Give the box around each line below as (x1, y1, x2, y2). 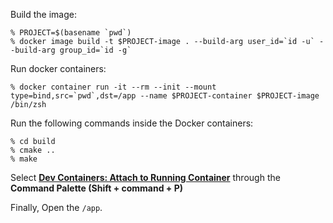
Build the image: (10, 9, 77, 20)
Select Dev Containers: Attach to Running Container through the (10, 172, 281, 183)
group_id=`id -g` (59, 45, 132, 55)
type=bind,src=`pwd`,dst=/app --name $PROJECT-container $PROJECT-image (10, 91, 320, 101)
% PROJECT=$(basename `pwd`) (10, 28, 132, 38)
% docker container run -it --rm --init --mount (10, 82, 217, 92)
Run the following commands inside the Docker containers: (10, 117, 254, 129)
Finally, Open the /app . (10, 202, 103, 213)
